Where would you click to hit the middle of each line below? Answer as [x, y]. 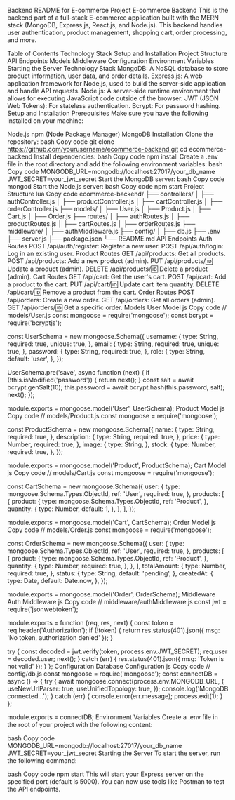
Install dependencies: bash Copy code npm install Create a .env [126, 156]
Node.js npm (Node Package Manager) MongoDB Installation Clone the [110, 134]
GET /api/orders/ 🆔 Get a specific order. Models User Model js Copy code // [117, 307]
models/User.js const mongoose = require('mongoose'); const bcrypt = [110, 315]
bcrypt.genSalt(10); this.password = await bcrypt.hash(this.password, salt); [116, 387]
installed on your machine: [46, 121]
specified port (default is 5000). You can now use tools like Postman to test [116, 781]
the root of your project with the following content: [80, 725]
